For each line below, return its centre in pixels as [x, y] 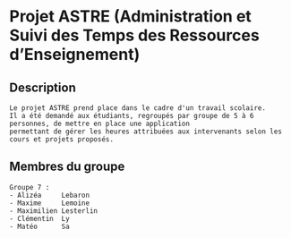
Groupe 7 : [30, 187]
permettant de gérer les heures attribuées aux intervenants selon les [145, 132]
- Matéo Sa [39, 226]
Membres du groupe [67, 167]
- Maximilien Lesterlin [54, 211]
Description [43, 87]
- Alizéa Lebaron [50, 195]
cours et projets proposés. [62, 140]
